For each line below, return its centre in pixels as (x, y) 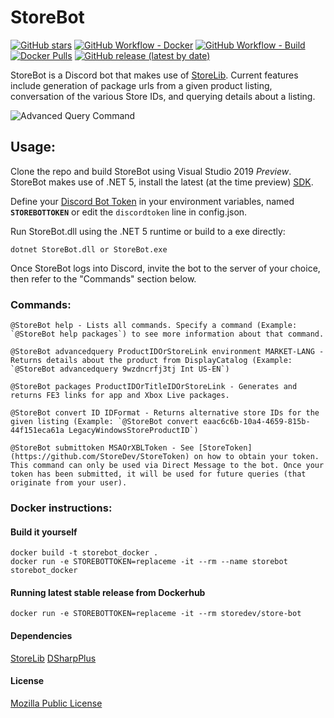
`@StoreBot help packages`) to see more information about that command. (167, 334)
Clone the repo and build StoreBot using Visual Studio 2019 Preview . (151, 171)
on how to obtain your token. (256, 457)
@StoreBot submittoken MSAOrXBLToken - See (102, 448)
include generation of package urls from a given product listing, (141, 85)
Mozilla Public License (56, 703)
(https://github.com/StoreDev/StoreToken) (100, 457)
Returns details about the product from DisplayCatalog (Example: (151, 361)
